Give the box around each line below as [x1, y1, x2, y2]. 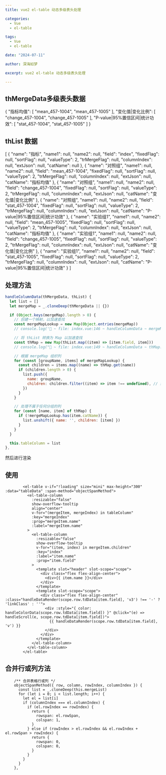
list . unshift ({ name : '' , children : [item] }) [23, 418, 121, 423]
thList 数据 [5, 137, 38, 145]
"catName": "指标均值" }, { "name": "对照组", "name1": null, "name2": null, [5, 179, 155, 185]
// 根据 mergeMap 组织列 [14, 353, 62, 358]
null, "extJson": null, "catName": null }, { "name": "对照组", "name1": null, [5, 162, 153, 169]
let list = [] [9, 299, 39, 304]
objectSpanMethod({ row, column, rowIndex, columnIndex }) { [14, 683, 142, 688]
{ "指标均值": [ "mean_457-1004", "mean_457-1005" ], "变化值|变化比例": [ [5, 109, 156, 115]
